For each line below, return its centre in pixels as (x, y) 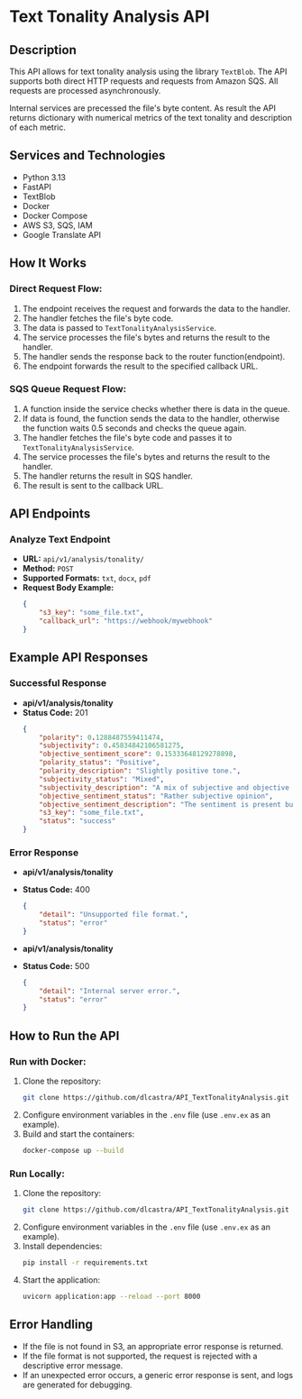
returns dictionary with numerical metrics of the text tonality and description (151, 118)
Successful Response (58, 683)
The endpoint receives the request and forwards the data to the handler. (156, 308)
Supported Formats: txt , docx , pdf (87, 578)
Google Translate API (62, 234)
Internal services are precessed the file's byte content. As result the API (143, 108)
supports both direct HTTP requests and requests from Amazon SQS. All (144, 81)
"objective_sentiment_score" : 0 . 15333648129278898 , (138, 754)
